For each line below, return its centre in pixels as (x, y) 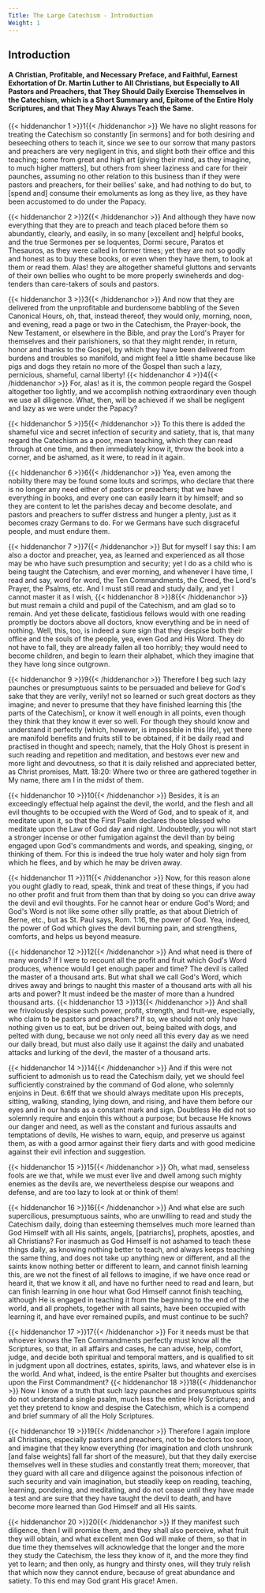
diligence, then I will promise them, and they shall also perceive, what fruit (129, 1531)
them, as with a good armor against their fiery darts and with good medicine (132, 1144)
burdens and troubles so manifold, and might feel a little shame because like (132, 358)
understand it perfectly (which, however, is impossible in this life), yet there (130, 730)
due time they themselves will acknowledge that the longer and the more (126, 1547)
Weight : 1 (24, 23)
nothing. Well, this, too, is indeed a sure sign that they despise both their (125, 631)
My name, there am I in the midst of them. (76, 780)
